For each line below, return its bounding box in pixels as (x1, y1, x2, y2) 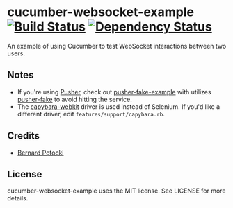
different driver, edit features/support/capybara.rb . (17, 110, 165, 118)
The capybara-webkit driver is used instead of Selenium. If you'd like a (17, 102, 220, 111)
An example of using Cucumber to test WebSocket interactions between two (7, 42, 227, 50)
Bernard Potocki (17, 148, 64, 157)
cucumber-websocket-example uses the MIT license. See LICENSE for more (7, 187, 226, 195)
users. (7, 49, 26, 58)
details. (7, 194, 29, 202)
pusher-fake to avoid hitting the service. (17, 95, 132, 103)
